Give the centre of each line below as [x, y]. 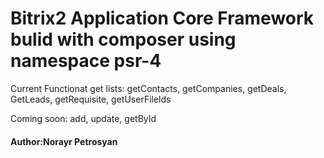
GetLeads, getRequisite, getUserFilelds [91, 99]
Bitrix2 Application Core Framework [162, 18]
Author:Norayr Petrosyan [64, 141]
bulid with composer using [123, 39]
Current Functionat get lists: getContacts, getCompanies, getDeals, [148, 88]
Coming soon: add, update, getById [83, 118]
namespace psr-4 [86, 61]
